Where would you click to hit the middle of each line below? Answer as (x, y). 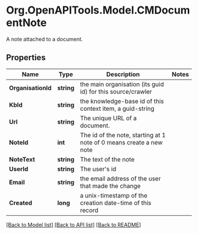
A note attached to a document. (44, 39)
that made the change (110, 186)
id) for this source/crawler (116, 91)
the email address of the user (120, 179)
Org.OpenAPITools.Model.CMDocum (98, 10)
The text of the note (107, 159)
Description (123, 74)
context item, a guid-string (117, 108)
